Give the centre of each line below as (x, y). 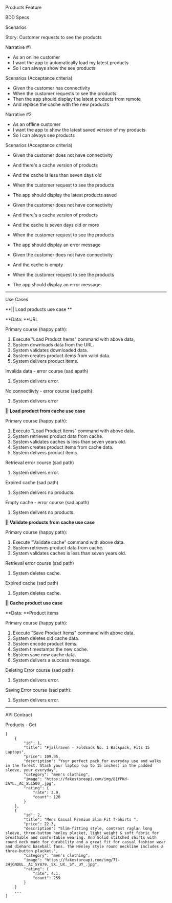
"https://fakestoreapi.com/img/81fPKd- (87, 779)
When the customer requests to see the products (64, 94)
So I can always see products (44, 135)
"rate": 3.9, (46, 793)
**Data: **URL (22, 319)
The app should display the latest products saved (64, 195)
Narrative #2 (19, 114)
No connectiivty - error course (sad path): (49, 391)
